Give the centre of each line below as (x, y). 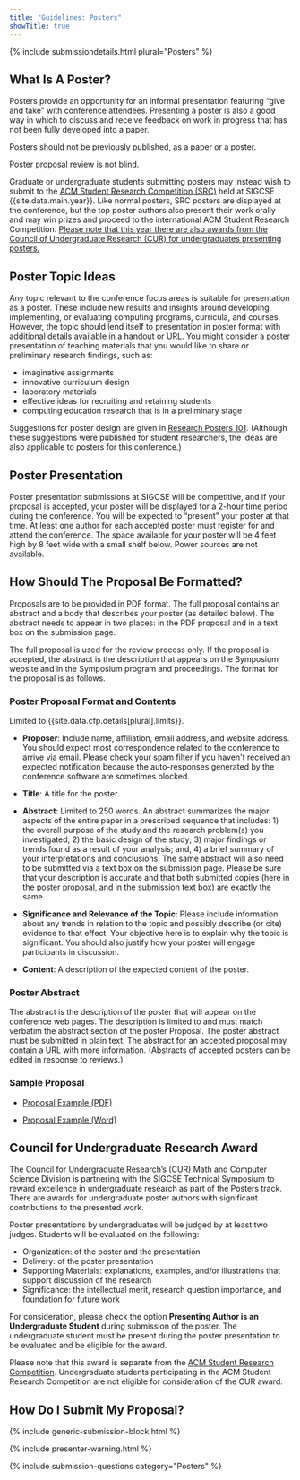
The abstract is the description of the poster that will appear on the (133, 1012)
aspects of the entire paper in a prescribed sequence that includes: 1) (150, 821)
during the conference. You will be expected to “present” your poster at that (149, 515)
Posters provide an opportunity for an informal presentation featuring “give (147, 101)
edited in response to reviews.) (66, 1060)
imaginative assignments (68, 373)
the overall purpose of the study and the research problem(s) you (143, 830)
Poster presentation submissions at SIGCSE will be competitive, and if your (147, 496)
